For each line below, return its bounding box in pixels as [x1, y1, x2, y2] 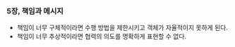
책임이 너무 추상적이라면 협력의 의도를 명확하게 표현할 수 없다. [16, 32, 187, 41]
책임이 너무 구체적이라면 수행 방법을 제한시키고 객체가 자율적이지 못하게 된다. [16, 23, 229, 32]
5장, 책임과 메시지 [6, 6, 64, 15]
